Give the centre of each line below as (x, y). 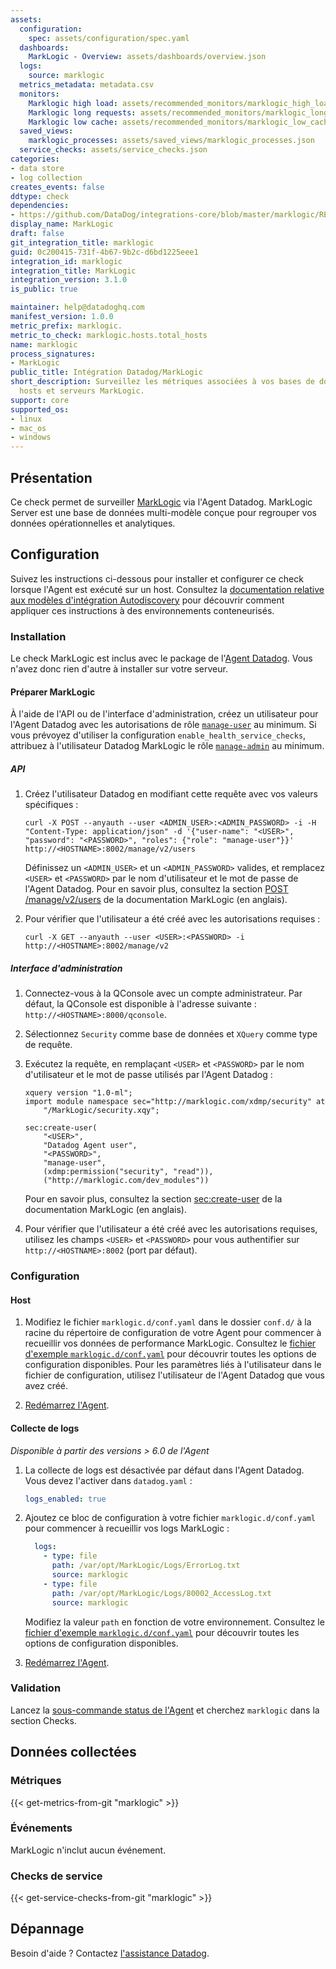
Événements (41, 1828)
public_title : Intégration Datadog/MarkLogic (106, 372)
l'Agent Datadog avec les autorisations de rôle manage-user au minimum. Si (163, 725)
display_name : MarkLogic (62, 224)
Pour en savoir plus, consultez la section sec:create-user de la (153, 1199)
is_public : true (44, 289)
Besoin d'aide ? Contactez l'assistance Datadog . (110, 1953)
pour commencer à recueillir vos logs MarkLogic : (127, 1528)
